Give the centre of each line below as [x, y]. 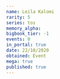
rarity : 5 [18, 17]
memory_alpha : [24, 28]
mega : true [20, 61]
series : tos [21, 23]
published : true [26, 67]
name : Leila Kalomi [30, 12]
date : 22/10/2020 [28, 50]
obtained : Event [26, 56]
